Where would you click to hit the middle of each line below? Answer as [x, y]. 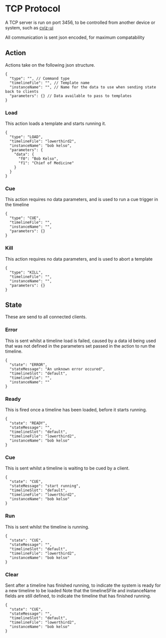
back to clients [22, 91]
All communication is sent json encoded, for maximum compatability [75, 37]
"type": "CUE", [25, 218]
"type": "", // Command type [40, 78]
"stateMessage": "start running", [45, 486]
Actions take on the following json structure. [50, 65]
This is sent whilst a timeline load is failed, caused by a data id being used [81, 341]
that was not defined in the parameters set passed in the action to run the [80, 346]
